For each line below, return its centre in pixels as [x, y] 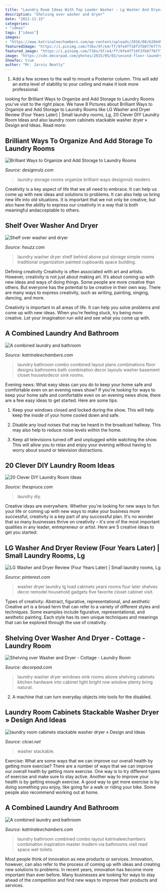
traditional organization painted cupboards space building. [77, 262]
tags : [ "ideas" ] [22, 33]
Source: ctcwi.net [23, 741]
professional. [25, 89]
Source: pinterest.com [28, 577]
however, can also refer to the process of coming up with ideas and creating [83, 864]
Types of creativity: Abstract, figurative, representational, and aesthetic [78, 601]
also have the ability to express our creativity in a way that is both [72, 205]
